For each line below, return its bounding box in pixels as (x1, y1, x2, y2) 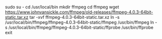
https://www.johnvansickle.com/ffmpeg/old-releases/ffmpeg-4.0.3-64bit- (5, 9, 153, 15)
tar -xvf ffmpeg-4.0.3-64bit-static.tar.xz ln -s (29, 14, 120, 20)
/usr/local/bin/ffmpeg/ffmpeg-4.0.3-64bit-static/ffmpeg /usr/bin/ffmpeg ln (5, 19, 154, 25)
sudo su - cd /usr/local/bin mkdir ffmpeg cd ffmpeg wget (5, 4, 119, 10)
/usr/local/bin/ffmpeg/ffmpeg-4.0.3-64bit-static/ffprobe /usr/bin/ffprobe (8, 25, 154, 30)
